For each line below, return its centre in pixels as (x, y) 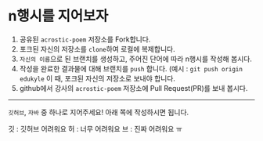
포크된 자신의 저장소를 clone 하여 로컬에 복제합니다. (97, 49)
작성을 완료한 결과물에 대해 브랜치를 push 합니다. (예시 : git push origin (131, 68)
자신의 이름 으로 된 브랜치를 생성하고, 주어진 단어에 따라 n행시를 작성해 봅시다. (136, 59)
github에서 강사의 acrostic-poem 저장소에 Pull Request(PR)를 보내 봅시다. (133, 88)
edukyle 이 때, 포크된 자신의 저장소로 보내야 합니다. (97, 78)
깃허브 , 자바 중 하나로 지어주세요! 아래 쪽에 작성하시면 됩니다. (99, 112)
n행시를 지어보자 (58, 16)
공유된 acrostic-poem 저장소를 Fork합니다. (85, 39)
